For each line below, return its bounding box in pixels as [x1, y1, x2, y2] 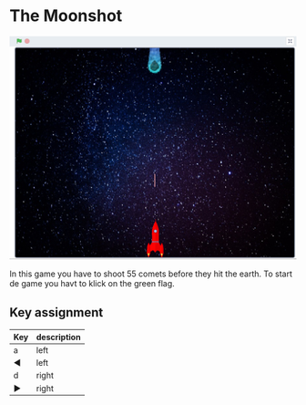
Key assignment [9, 305, 104, 320]
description [36, 331, 81, 342]
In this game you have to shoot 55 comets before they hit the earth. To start [9, 268, 293, 279]
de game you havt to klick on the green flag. [9, 278, 175, 289]
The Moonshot [9, 5, 123, 26]
